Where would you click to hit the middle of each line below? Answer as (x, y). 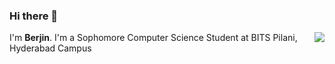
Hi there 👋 (34, 16)
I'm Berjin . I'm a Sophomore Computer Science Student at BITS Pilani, (153, 38)
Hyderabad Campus (50, 48)
